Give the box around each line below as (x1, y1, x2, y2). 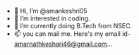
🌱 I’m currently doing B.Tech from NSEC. (13, 22, 133, 30)
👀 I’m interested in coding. (13, 14, 90, 23)
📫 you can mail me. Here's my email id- (13, 30, 131, 38)
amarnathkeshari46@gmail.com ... (13, 39, 113, 48)
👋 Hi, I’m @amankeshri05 (13, 7, 87, 15)
